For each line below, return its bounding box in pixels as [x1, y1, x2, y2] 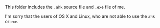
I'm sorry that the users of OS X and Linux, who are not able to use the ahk [5, 14, 155, 19]
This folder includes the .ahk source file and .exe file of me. [5, 4, 125, 10]
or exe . [5, 19, 19, 24]
